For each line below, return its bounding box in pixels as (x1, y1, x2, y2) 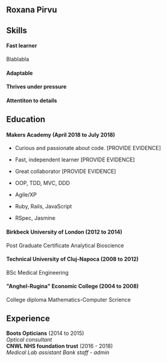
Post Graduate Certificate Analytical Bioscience (6, 242, 124, 249)
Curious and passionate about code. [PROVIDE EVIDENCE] (14, 145, 162, 152)
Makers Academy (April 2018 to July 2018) (6, 131, 116, 138)
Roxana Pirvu (6, 5, 57, 15)
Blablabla (6, 55, 30, 63)
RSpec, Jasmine (14, 214, 55, 222)
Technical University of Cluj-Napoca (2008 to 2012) (6, 255, 139, 263)
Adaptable (6, 69, 33, 76)
